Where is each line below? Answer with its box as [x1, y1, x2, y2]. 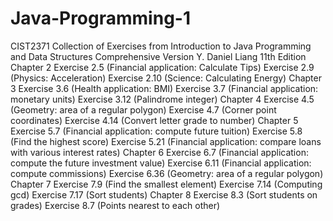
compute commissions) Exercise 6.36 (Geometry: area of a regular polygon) [10, 167, 324, 179]
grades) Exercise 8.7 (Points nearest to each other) [10, 199, 221, 211]
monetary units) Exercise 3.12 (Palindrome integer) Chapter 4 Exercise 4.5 [10, 93, 315, 105]
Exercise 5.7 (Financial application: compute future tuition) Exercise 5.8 [10, 125, 303, 137]
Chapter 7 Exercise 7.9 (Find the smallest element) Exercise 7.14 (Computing [10, 178, 323, 190]
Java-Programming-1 [10, 7, 191, 30]
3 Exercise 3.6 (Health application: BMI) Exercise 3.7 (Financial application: [10, 82, 319, 94]
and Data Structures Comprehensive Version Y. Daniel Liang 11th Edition [10, 50, 307, 62]
